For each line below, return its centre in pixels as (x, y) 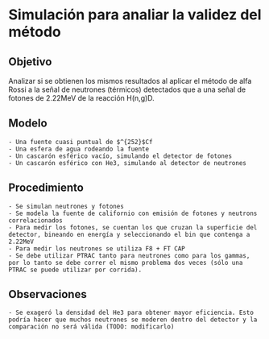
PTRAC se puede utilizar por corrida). (75, 270)
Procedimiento (46, 188)
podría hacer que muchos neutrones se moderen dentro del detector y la (133, 320)
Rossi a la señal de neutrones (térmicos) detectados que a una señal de (127, 89)
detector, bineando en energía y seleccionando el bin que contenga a (129, 234)
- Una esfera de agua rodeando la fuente (79, 149)
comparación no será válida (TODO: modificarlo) (91, 327)
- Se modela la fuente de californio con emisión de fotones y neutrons (133, 213)
